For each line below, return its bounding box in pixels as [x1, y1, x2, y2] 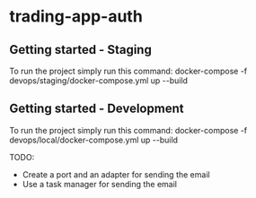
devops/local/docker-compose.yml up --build [9, 134, 178, 145]
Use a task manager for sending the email [22, 178, 178, 189]
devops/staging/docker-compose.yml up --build [9, 75, 189, 86]
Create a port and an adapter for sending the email [22, 168, 210, 180]
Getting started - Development [9, 101, 184, 116]
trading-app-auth [9, 6, 144, 27]
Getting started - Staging [9, 42, 153, 57]
